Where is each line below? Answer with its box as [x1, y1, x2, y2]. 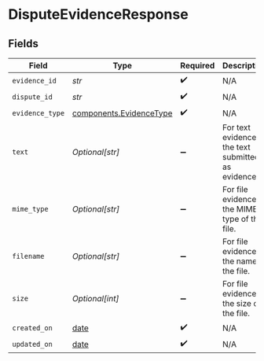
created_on [12, 323, 53, 332]
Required [180, 61, 215, 71]
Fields [8, 37, 39, 50]
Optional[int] [71, 293, 119, 304]
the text [222, 142, 251, 153]
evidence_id [12, 76, 57, 85]
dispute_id [12, 92, 53, 101]
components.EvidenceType [71, 108, 173, 119]
